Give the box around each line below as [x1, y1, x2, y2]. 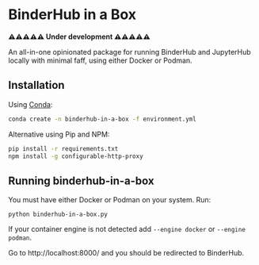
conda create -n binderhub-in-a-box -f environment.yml [8, 115, 196, 123]
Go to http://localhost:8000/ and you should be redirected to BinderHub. [8, 248, 245, 258]
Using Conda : [8, 99, 53, 109]
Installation [8, 79, 65, 92]
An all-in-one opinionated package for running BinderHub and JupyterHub [8, 47, 251, 56]
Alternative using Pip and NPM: [8, 129, 110, 139]
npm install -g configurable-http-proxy [8, 152, 144, 160]
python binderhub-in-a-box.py [8, 210, 109, 219]
